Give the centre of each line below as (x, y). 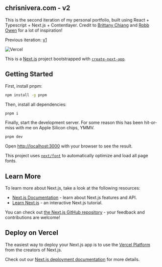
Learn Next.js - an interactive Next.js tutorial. (57, 203)
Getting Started (29, 74)
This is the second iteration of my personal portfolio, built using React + (77, 20)
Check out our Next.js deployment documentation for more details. (72, 259)
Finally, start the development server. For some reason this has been (74, 122)
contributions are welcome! (33, 218)
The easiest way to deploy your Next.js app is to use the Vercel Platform (78, 244)
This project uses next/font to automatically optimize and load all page (77, 156)
